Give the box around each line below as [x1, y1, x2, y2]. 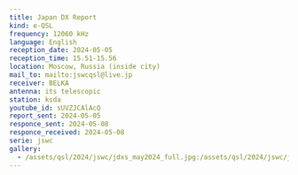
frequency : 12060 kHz [9, 29, 90, 38]
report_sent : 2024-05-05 [9, 111, 101, 120]
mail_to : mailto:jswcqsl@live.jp [9, 71, 133, 80]
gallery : [9, 144, 42, 153]
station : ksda [9, 95, 62, 104]
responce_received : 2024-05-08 [9, 128, 125, 137]
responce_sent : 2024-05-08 [9, 120, 109, 129]
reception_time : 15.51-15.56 [9, 54, 117, 63]
